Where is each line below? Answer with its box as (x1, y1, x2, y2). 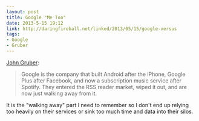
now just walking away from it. (21, 90, 97, 97)
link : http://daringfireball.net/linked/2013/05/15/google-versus (6, 25, 177, 32)
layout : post (6, 8, 39, 15)
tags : (6, 31, 20, 37)
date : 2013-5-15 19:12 (6, 20, 64, 26)
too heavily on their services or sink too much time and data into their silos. (6, 108, 194, 115)
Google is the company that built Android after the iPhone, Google (21, 70, 186, 78)
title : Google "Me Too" (6, 14, 67, 20)
